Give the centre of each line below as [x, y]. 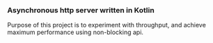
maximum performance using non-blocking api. [76, 32]
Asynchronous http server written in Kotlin [81, 10]
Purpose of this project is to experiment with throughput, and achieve [107, 25]
